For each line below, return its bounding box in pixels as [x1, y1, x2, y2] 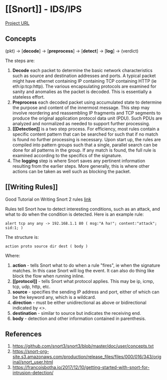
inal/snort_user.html [12, 359, 53, 365]
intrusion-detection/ [12, 369, 54, 376]
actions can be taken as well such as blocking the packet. [12, 168, 131, 174]
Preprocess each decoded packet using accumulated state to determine [12, 99, 162, 105]
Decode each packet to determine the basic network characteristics [12, 67, 153, 73]
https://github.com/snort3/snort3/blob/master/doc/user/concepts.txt [12, 343, 154, 349]
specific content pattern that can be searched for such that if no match [12, 131, 159, 137]
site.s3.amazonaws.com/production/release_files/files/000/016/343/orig [12, 354, 162, 360]
